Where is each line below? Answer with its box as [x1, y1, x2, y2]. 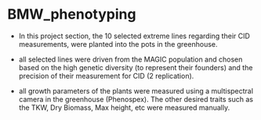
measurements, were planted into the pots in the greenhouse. [18, 39, 218, 48]
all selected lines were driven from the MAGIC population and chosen [18, 55, 243, 64]
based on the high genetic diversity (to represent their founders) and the [18, 62, 253, 72]
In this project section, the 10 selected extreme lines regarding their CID [18, 31, 250, 41]
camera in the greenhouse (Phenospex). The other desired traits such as [18, 94, 254, 104]
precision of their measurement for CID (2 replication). [18, 71, 194, 80]
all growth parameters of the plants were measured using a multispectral [18, 86, 254, 95]
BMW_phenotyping [7, 5, 136, 23]
